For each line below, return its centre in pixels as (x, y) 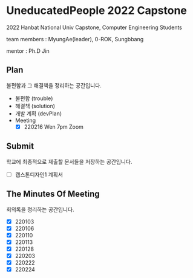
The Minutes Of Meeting (53, 194)
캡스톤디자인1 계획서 (39, 174)
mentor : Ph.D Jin (28, 51)
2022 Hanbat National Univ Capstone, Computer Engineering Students (94, 27)
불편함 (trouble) (34, 98)
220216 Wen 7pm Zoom (54, 127)
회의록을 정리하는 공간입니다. (40, 209)
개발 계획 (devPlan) (38, 114)
